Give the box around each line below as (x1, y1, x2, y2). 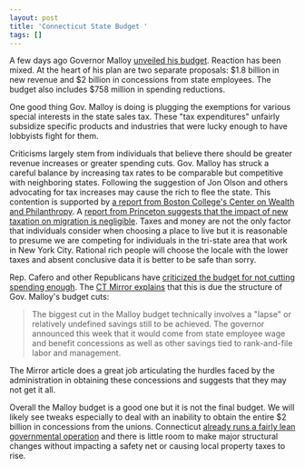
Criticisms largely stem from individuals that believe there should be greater (9, 148, 293, 159)
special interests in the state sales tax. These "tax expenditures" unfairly (9, 111, 280, 123)
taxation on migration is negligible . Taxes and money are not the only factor (9, 215, 291, 227)
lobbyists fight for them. (9, 131, 99, 142)
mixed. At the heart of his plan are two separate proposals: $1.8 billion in (9, 65, 280, 75)
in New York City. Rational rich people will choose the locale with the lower (9, 244, 289, 255)
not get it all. (9, 384, 56, 395)
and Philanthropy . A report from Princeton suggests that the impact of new (9, 206, 289, 217)
